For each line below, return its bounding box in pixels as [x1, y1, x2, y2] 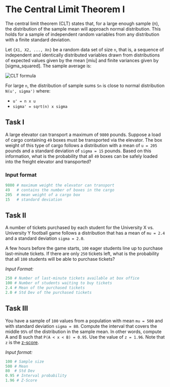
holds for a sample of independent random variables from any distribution [5, 31, 160, 37]
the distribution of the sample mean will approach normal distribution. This [5, 25, 161, 32]
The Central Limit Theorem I [5, 4, 125, 15]
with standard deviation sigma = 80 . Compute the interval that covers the [5, 323, 157, 329]
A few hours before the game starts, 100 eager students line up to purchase [5, 245, 163, 252]
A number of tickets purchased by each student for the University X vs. [5, 225, 154, 231]
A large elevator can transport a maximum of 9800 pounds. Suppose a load [5, 131, 161, 137]
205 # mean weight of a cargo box [5, 192, 81, 197]
